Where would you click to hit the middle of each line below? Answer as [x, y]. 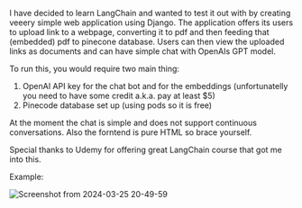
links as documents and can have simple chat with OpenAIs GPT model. [143, 51]
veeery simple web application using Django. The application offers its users [151, 23]
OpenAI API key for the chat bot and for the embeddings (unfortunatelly [155, 86]
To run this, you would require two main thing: [95, 68]
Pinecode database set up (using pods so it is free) [117, 105]
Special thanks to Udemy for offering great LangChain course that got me [146, 149]
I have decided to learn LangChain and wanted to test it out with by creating [150, 13]
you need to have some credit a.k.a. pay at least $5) [119, 95]
